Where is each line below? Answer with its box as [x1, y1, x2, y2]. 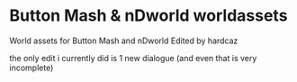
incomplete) [9, 62, 54, 73]
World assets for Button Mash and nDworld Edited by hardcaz [9, 35, 238, 46]
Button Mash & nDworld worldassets [9, 5, 288, 26]
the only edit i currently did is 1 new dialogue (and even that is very [9, 52, 257, 63]
